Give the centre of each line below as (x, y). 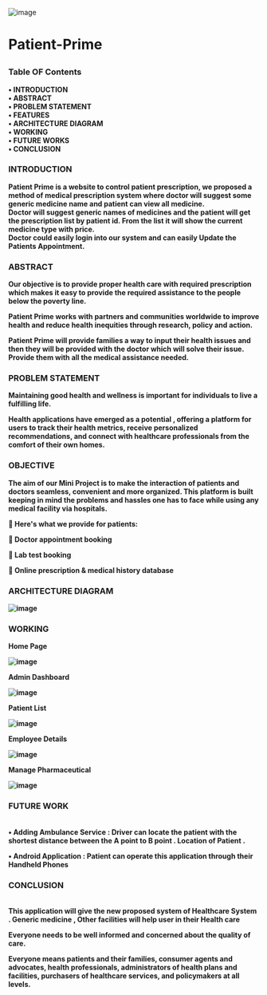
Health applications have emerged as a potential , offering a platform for (130, 420)
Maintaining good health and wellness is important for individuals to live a (133, 396)
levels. (20, 984)
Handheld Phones (39, 864)
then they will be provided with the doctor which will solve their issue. (126, 349)
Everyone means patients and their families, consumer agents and (120, 958)
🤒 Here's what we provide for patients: (73, 523)
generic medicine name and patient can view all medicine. (106, 203)
